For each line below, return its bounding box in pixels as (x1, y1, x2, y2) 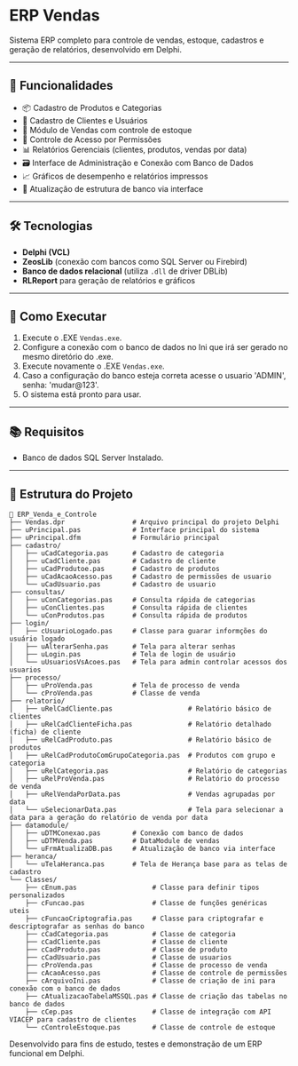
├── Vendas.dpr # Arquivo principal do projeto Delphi (9, 518, 279, 527)
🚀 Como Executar (9, 308, 107, 324)
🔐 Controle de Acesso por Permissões (21, 134, 161, 145)
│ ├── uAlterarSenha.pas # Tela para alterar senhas (9, 642, 237, 651)
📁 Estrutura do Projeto (9, 486, 133, 502)
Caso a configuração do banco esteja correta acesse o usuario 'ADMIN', (21, 370, 286, 381)
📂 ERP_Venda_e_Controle (9, 510, 98, 519)
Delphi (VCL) (21, 246, 71, 258)
